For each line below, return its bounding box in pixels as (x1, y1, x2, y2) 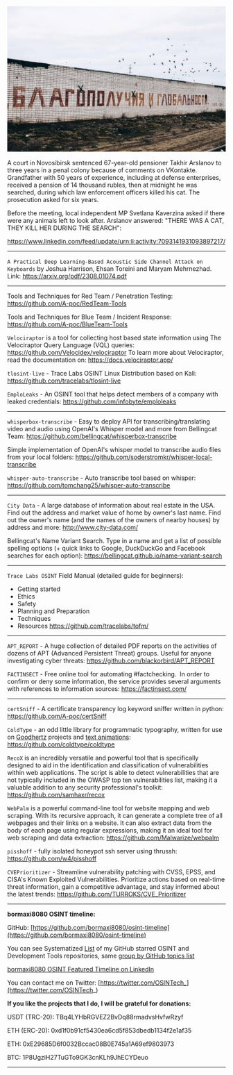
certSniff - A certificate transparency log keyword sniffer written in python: (7, 704, 224, 712)
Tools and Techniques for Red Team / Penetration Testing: (7, 292, 173, 300)
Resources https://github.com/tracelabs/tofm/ (17, 622, 149, 630)
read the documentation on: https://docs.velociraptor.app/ (7, 356, 173, 364)
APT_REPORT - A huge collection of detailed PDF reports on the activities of (7, 642, 217, 650)
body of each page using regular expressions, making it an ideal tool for (7, 826, 213, 834)
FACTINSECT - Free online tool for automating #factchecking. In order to (7, 669, 210, 678)
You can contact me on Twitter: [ (7, 978, 101, 987)
